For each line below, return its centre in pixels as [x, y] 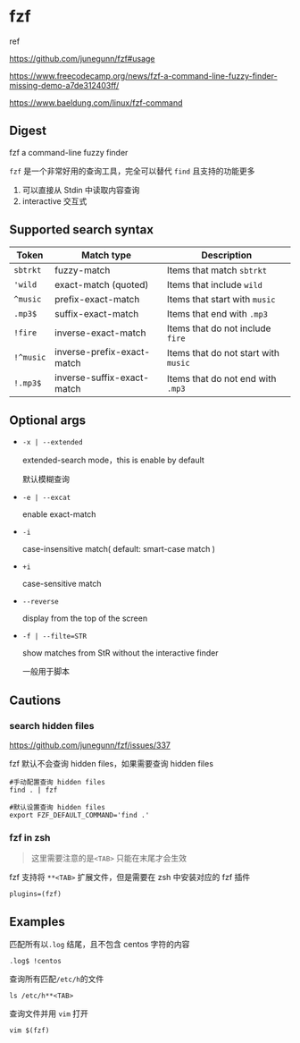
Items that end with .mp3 [217, 313]
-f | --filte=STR [54, 637]
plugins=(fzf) [36, 895]
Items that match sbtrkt [217, 270]
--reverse [41, 602]
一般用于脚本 [46, 672]
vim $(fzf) [29, 1030]
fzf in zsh [30, 837]
